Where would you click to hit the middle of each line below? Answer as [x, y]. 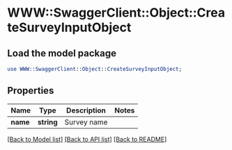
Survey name [86, 122]
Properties [31, 91]
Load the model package [62, 53]
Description [86, 110]
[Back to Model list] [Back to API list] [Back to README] [87, 139]
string [47, 122]
